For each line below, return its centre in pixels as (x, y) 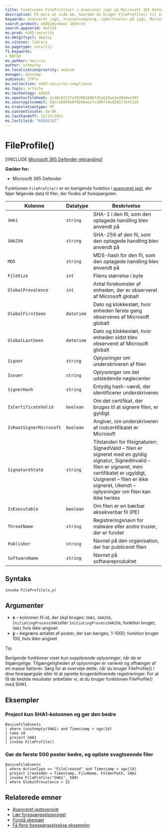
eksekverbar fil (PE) (116, 512)
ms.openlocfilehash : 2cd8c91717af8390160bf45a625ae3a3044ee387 (72, 98)
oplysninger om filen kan (122, 492)
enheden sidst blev (115, 337)
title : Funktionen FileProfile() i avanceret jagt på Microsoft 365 (78, 10)
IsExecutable (23, 509)
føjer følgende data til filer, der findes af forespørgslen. (61, 193)
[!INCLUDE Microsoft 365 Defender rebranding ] (54, 159)
